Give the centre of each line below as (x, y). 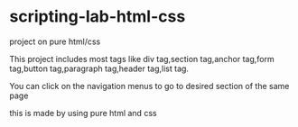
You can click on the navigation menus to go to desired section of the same (149, 86)
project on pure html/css (55, 41)
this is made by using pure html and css (83, 113)
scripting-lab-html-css (98, 17)
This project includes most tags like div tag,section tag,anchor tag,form (142, 59)
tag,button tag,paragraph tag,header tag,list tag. (99, 68)
